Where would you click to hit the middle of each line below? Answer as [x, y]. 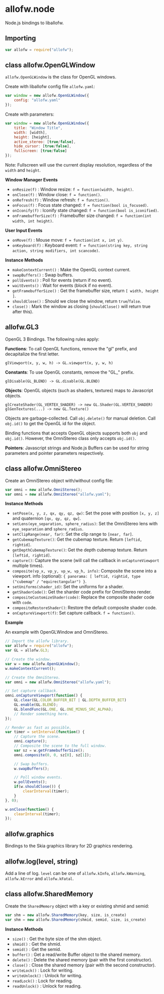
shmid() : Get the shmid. [37, 944]
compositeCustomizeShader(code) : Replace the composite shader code [83, 597]
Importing [20, 38]
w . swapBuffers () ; [32, 769]
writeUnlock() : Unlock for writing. [47, 975]
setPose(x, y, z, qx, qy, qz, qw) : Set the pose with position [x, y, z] [86, 513]
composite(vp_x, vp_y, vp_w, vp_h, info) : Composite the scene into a [84, 571]
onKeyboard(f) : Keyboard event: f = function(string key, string [80, 245]
